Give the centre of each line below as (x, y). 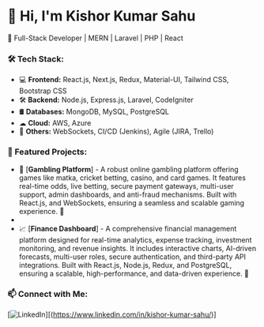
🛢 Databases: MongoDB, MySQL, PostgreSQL (94, 112)
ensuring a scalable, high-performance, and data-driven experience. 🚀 (134, 273)
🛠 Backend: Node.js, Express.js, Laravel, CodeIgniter (106, 100)
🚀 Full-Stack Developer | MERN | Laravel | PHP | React (95, 38)
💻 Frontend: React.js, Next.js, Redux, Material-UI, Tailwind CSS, (124, 80)
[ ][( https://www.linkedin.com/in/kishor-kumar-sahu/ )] (112, 314)
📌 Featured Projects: (47, 152)
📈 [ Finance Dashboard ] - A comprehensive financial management (128, 228)
